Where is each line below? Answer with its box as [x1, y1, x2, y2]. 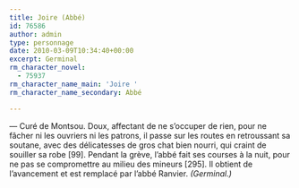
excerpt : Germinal [9, 55, 78, 64]
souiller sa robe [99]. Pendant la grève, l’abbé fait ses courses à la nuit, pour [9, 149, 291, 159]
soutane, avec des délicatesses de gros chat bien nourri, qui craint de [9, 140, 267, 150]
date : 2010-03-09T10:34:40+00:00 [9, 47, 134, 56]
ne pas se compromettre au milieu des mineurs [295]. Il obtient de [9, 158, 253, 169]
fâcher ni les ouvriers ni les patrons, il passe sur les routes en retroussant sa [9, 130, 291, 141]
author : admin [9, 30, 63, 38]
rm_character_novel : [9, 64, 87, 73]
